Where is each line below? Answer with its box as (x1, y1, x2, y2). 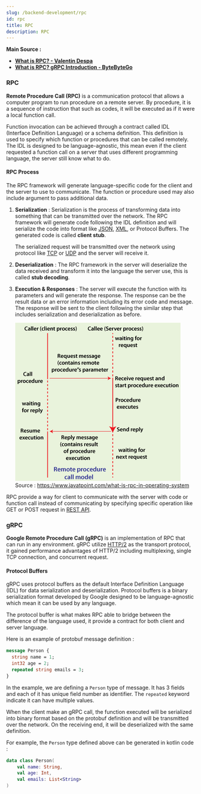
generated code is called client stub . (14, 231, 106, 239)
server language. (6, 624, 48, 631)
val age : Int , (17, 770, 52, 776)
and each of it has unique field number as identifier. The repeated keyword (6, 690, 190, 697)
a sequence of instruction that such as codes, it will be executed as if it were (6, 105, 195, 112)
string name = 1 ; (11, 654, 55, 661)
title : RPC (6, 22, 33, 28)
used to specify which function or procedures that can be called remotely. (6, 135, 189, 143)
